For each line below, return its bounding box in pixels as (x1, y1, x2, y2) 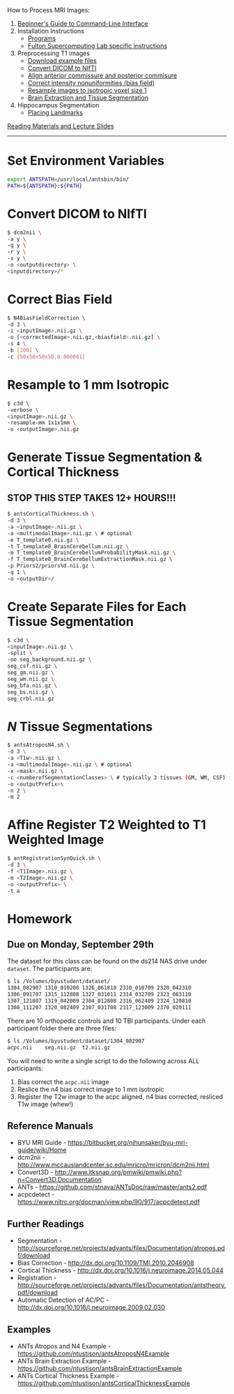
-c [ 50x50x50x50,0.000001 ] (7, 353, 86, 360)
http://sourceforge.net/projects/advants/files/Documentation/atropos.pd (17, 1244, 225, 1252)
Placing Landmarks (27, 108, 84, 117)
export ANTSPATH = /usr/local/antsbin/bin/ (7, 176, 130, 183)
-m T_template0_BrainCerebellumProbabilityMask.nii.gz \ (7, 549, 176, 557)
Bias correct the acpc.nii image (17, 1077, 109, 1086)
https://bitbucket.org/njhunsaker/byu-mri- (68, 1139, 188, 1147)
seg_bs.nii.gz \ (7, 689, 54, 696)
